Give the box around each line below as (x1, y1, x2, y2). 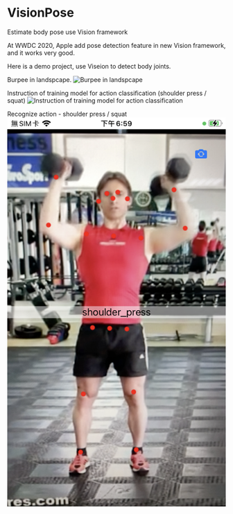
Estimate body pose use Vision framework (7, 28, 128, 36)
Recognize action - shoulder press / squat (7, 110, 127, 118)
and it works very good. (7, 49, 75, 57)
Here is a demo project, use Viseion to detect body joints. (7, 62, 171, 70)
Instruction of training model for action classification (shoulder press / (7, 89, 207, 97)
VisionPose (7, 5, 74, 21)
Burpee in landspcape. (7, 75, 72, 84)
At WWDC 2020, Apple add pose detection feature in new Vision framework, (7, 41, 226, 49)
